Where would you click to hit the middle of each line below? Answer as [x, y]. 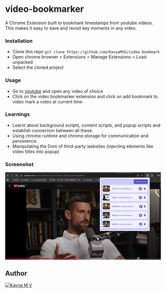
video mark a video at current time [47, 101]
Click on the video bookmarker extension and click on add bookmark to [85, 96]
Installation [19, 41]
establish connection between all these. [53, 130]
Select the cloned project [38, 67]
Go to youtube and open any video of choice [58, 91]
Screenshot [19, 164]
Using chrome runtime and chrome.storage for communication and [80, 136]
